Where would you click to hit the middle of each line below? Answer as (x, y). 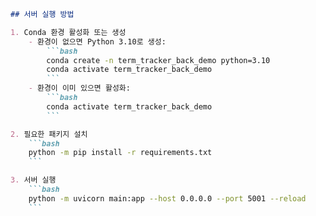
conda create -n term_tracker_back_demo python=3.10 (158, 60)
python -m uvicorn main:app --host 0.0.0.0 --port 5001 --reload (167, 198)
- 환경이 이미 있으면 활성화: (79, 88)
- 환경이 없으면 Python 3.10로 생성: (97, 41)
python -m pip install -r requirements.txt (120, 153)
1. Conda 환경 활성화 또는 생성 (68, 32)
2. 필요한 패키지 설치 (49, 134)
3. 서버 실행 (33, 180)
